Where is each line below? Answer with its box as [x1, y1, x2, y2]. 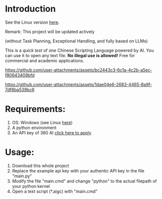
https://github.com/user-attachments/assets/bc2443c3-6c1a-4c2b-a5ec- [5, 67, 152, 73]
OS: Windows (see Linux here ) [12, 119, 73, 125]
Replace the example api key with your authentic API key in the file [12, 168, 145, 173]
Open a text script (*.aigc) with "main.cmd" [12, 188, 98, 194]
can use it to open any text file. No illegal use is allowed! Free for [5, 52, 135, 58]
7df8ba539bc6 [5, 86, 35, 92]
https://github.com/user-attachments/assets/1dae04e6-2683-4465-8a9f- [5, 81, 152, 87]
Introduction [5, 3, 56, 14]
